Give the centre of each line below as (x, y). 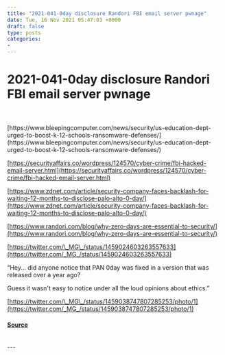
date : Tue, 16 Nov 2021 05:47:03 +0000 (64, 20)
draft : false (26, 26)
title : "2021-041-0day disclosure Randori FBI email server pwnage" (107, 13)
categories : (24, 39)
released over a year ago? (44, 275)
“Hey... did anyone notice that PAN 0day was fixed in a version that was (108, 267)
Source (18, 325)
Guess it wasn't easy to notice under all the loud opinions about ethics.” (108, 288)
